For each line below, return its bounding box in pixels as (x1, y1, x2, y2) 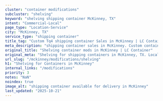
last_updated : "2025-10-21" (5, 88, 62, 93)
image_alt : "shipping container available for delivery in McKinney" (5, 84, 149, 89)
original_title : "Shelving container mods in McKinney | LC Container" (5, 48, 153, 52)
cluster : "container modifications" (5, 7, 79, 12)
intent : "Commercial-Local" (5, 20, 62, 26)
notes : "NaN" (5, 75, 32, 80)
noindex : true (5, 79, 34, 84)
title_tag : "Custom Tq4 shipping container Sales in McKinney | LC (5, 39, 145, 44)
